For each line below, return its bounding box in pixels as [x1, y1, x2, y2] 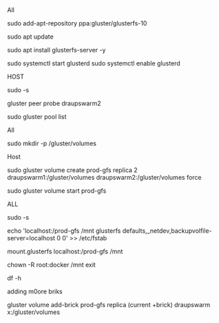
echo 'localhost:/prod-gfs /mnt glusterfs [7, 227, 121, 235]
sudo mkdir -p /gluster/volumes [7, 139, 96, 147]
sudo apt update [7, 32, 54, 41]
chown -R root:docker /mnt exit [7, 261, 96, 269]
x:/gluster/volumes [7, 308, 61, 316]
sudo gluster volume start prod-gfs [7, 187, 107, 195]
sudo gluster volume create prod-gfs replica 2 [7, 166, 138, 174]
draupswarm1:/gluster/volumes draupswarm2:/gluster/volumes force [7, 174, 202, 181]
